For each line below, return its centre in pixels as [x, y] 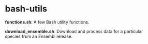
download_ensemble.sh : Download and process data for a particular [74, 31]
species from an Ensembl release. [39, 36]
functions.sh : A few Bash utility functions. [47, 22]
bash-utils [26, 9]
